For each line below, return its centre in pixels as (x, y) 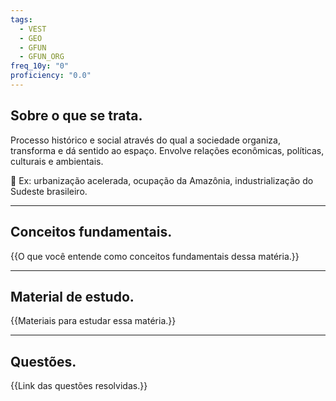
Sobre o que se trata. (76, 116)
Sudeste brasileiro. (49, 191)
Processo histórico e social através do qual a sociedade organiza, (145, 140)
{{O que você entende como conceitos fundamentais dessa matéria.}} (155, 256)
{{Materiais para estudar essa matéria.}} (93, 321)
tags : (21, 19)
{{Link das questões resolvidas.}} (79, 386)
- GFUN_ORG (42, 57)
